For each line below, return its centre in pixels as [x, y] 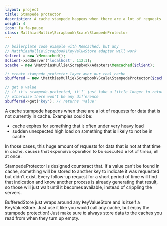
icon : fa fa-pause [24, 28]
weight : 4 [15, 24]
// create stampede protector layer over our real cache [65, 74]
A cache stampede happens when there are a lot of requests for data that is [83, 111]
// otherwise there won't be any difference [52, 97]
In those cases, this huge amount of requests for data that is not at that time [83, 146]
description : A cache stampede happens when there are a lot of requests [83, 19]
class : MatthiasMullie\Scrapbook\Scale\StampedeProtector [66, 33]
